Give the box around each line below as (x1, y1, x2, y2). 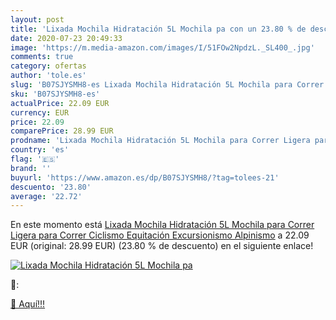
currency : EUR (10, 107, 70, 118)
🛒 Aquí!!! (10, 298, 46, 310)
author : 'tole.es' (10, 71, 87, 81)
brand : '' (10, 163, 52, 173)
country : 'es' (10, 145, 70, 155)
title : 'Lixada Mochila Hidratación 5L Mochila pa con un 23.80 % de (10, 24, 307, 34)
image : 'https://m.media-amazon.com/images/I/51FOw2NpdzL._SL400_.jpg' (10, 42, 315, 53)
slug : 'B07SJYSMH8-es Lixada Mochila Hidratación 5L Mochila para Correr (10, 80, 325, 90)
